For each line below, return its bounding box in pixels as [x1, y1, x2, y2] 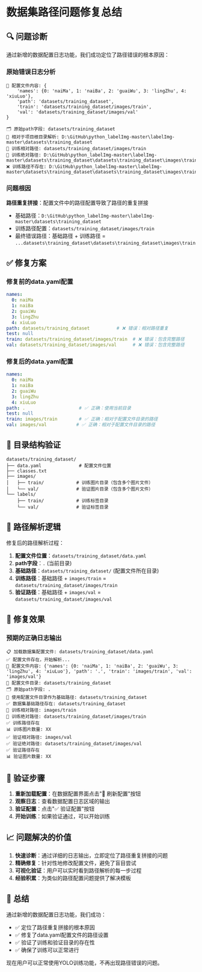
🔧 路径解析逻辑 [6, 522, 61, 532]
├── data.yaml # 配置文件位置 [6, 462, 111, 469]
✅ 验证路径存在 [6, 747, 40, 753]
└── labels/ [6, 491, 36, 497]
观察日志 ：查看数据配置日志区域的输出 [14, 798, 110, 805]
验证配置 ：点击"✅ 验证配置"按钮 [14, 805, 95, 812]
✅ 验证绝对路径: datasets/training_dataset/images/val [6, 741, 142, 747]
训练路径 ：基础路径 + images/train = [14, 574, 107, 582]
